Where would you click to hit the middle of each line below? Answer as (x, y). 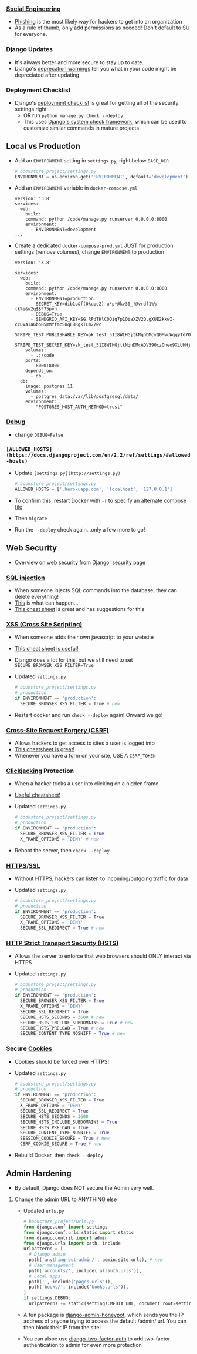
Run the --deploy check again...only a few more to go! (80, 529)
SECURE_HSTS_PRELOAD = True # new (62, 1028)
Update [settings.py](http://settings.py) (68, 473)
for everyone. (31, 34)
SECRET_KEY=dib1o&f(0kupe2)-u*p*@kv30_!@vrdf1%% (96, 304)
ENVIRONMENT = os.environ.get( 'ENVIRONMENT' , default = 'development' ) (101, 177)
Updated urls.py (44, 1210)
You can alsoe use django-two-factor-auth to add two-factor (97, 1339)
